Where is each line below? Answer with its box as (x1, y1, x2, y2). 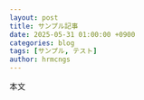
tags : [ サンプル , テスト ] (9, 47, 98, 56)
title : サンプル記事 (9, 22, 79, 31)
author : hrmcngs (9, 55, 71, 64)
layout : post (9, 13, 59, 23)
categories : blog (9, 38, 75, 48)
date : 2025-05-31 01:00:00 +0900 (9, 30, 136, 39)
